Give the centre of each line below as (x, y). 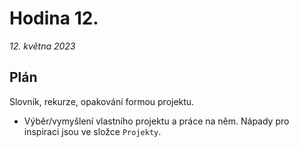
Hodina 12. (54, 18)
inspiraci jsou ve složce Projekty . (92, 131)
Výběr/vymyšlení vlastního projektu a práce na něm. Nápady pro (156, 121)
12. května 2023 (42, 46)
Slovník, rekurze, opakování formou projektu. (102, 101)
